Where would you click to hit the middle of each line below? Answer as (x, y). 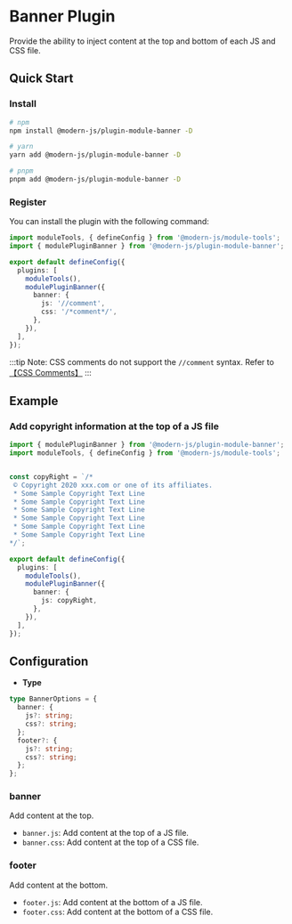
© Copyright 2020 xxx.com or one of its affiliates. (113, 485)
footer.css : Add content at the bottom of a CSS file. (118, 912)
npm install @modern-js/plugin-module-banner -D (101, 131)
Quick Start (41, 79)
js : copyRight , (69, 601)
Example (34, 401)
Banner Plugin (62, 16)
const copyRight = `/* (51, 477)
